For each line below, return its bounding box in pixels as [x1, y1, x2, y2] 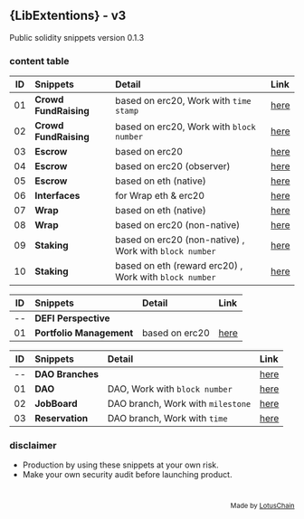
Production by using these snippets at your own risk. [22, 459, 219, 470]
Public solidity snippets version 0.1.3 [9, 32, 145, 42]
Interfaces [34, 190, 81, 203]
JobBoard [34, 398, 79, 410]
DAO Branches [34, 368, 100, 381]
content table [9, 54, 70, 67]
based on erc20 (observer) [114, 160, 231, 173]
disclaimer [9, 439, 57, 452]
